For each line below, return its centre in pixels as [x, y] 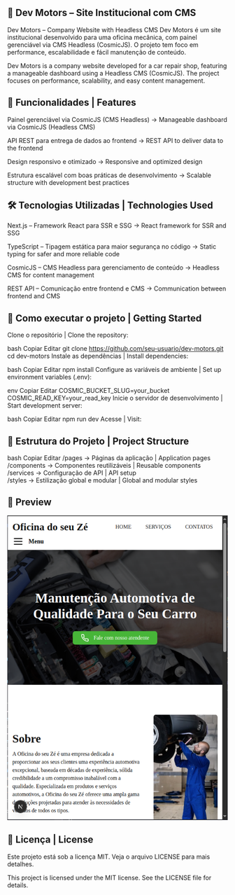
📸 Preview [29, 502]
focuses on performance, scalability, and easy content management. [106, 81]
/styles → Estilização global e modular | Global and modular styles [102, 480]
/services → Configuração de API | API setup [72, 473]
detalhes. [21, 864]
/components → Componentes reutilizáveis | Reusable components [104, 466]
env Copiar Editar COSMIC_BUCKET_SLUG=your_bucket [88, 391]
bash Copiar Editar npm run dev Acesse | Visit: [74, 419]
